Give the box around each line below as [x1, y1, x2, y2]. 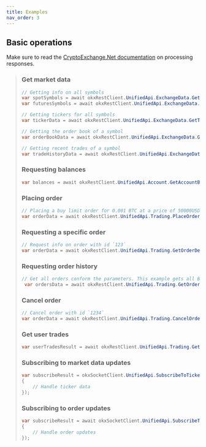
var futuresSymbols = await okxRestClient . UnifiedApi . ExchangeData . [21, 100, 200, 107]
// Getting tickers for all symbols [21, 111, 115, 118]
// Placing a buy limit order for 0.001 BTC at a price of [21, 208, 176, 214]
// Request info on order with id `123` [21, 242, 126, 248]
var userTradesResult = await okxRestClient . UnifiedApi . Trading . [21, 344, 192, 350]
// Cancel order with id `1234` [21, 310, 104, 316]
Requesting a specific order [21, 228, 106, 236]
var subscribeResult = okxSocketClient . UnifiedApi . [21, 372, 156, 378]
